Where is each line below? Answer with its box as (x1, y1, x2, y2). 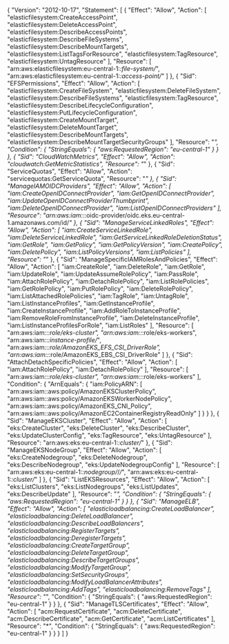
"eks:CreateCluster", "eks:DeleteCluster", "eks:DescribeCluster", (7, 424, 190, 432)
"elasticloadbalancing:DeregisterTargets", (7, 534, 126, 542)
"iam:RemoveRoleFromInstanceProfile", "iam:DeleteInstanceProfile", (7, 314, 200, 322)
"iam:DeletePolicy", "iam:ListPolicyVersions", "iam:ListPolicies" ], (7, 248, 192, 256)
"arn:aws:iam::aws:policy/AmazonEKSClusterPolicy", (7, 387, 157, 396)
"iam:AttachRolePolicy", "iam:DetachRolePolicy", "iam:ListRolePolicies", (7, 277, 209, 285)
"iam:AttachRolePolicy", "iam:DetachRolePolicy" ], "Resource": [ (7, 365, 188, 373)
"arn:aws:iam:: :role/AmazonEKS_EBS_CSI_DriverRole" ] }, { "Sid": (7, 351, 193, 358)
